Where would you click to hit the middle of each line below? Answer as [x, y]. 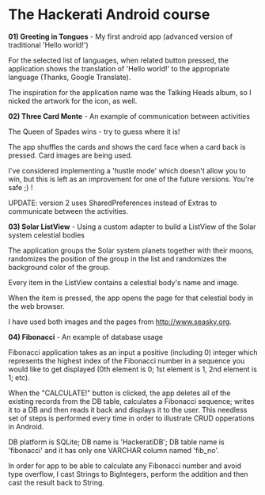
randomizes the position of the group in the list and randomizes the [117, 258]
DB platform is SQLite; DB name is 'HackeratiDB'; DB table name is [116, 442]
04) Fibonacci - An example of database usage [86, 337]
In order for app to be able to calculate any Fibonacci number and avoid [125, 466]
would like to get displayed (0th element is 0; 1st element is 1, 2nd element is [132, 369]
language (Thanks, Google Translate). [70, 77]
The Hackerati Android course [109, 15]
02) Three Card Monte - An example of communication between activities [129, 116]
